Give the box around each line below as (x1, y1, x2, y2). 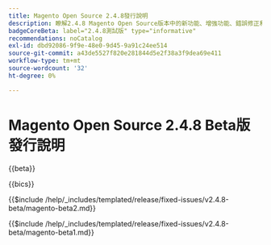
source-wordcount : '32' (8, 64, 89, 73)
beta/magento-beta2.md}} (8, 203, 97, 213)
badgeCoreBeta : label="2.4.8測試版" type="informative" (8, 27, 197, 35)
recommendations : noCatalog (8, 34, 103, 43)
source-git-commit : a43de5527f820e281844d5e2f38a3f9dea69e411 (8, 49, 222, 57)
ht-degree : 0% (8, 72, 56, 80)
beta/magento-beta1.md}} (8, 227, 94, 237)
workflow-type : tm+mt (8, 57, 81, 65)
